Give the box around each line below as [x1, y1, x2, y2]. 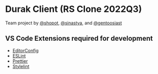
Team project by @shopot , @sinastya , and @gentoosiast [5, 20, 122, 26]
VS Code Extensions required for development [5, 34, 153, 43]
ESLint [12, 53, 26, 59]
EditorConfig [12, 47, 39, 53]
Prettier [12, 58, 28, 64]
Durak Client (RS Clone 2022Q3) [5, 3, 142, 15]
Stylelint [12, 63, 29, 69]
